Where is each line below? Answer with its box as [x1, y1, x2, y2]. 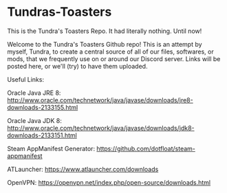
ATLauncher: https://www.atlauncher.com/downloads [7, 165, 159, 173]
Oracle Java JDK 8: [7, 116, 62, 124]
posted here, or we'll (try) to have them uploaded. [7, 62, 148, 70]
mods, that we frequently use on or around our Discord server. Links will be [7, 54, 221, 63]
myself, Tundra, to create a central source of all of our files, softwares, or [7, 47, 215, 56]
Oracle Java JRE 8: [7, 89, 61, 97]
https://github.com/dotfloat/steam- [96, 144, 196, 152]
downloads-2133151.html [7, 131, 77, 139]
